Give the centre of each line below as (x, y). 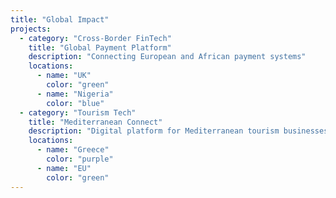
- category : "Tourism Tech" (78, 112)
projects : (31, 29)
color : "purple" (80, 159)
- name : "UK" (64, 76)
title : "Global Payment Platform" (100, 47)
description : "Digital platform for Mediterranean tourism (154, 131)
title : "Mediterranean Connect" (95, 122)
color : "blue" (75, 103)
